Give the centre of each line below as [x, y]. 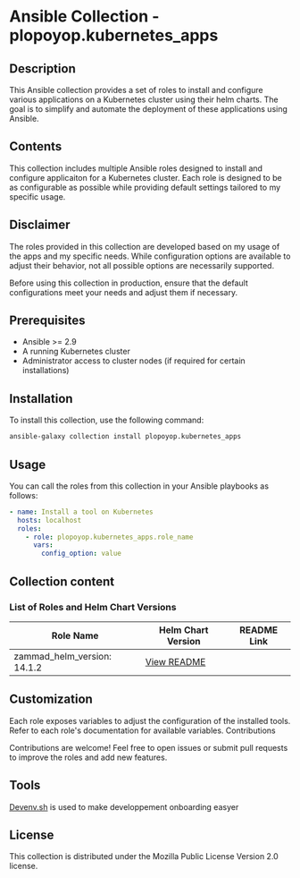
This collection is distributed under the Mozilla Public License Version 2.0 [144, 857]
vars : [43, 545]
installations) [46, 371]
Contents [36, 146]
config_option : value [82, 554]
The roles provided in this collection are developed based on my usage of [145, 246]
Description [42, 68]
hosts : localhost [50, 520]
